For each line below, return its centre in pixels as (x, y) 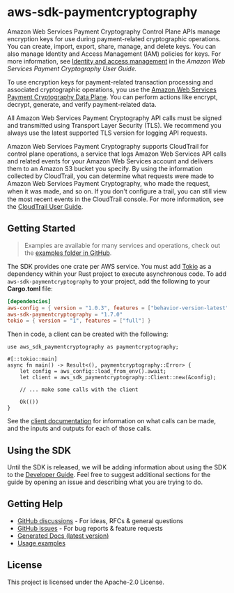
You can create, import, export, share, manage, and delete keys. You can (112, 46)
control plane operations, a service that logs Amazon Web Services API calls (117, 154)
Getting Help (35, 504)
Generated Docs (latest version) (63, 536)
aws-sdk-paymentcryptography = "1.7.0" (65, 314)
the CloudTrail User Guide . (45, 206)
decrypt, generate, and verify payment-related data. (82, 104)
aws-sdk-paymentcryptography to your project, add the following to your (109, 281)
